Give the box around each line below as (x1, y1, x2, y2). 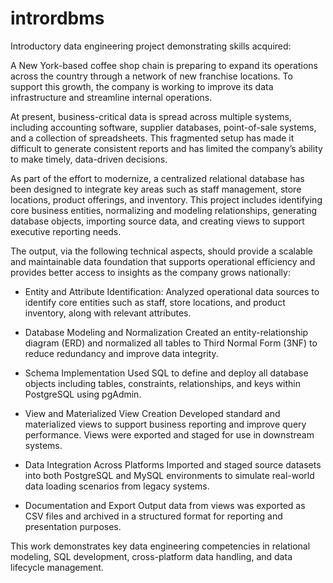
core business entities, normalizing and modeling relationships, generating (10, 204, 318, 216)
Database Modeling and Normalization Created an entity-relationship (24, 326, 309, 338)
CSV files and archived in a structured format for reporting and (24, 510, 283, 522)
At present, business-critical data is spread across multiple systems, (10, 110, 292, 122)
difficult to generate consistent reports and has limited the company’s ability (10, 142, 323, 154)
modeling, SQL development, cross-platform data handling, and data (10, 550, 293, 562)
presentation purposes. (24, 520, 122, 532)
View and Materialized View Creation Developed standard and (24, 407, 281, 419)
